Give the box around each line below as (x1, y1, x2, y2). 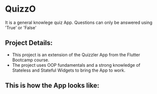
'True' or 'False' (5, 24, 37, 30)
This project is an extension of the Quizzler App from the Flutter (12, 52, 140, 57)
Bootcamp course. (12, 57, 50, 63)
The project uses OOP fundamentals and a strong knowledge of (12, 62, 140, 68)
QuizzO (5, 3, 36, 15)
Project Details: (5, 39, 53, 47)
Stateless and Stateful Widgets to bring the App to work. (12, 67, 126, 73)
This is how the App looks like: (5, 81, 99, 90)
